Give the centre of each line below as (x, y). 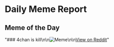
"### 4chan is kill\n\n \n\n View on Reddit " (57, 39)
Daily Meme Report (46, 9)
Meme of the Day (32, 28)
